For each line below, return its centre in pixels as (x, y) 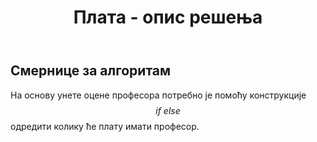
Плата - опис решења (168, 17)
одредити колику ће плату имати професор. (105, 126)
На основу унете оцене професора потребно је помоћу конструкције (158, 95)
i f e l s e (168, 110)
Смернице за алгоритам (91, 71)
